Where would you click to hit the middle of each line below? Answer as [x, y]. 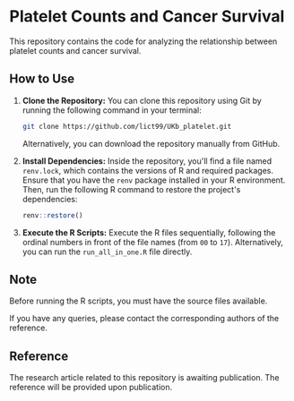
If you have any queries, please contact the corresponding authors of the [144, 319]
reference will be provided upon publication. [91, 388]
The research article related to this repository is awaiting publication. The [144, 378]
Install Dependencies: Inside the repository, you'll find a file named [147, 161]
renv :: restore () [52, 215]
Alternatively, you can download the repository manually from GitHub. [151, 143]
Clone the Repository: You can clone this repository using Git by [142, 100]
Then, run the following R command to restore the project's [131, 189]
